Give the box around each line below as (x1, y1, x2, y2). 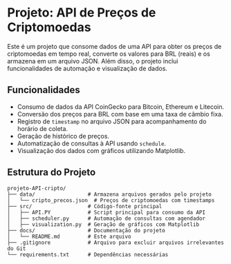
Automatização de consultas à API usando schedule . (17, 139, 167, 148)
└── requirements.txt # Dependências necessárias (7, 251, 169, 258)
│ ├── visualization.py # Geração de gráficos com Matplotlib (7, 221, 199, 228)
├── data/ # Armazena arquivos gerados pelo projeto (7, 191, 212, 198)
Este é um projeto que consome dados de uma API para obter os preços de (7, 42, 222, 50)
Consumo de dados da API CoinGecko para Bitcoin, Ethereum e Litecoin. (17, 102, 225, 111)
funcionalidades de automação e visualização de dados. (7, 64, 168, 72)
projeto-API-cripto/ (7, 185, 67, 192)
